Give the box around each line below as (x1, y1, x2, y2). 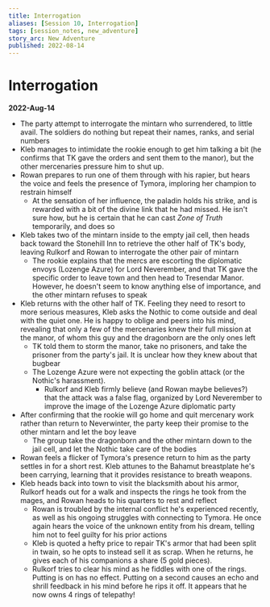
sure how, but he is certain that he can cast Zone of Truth (31, 213, 223, 222)
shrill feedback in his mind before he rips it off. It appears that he (31, 581, 247, 591)
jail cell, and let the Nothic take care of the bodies (31, 444, 197, 454)
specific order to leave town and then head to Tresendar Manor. (31, 273, 244, 283)
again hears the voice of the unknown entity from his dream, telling (31, 522, 255, 531)
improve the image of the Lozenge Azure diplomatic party (44, 401, 236, 411)
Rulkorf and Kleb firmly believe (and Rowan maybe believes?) (44, 385, 248, 394)
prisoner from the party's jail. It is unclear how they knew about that (31, 350, 258, 360)
